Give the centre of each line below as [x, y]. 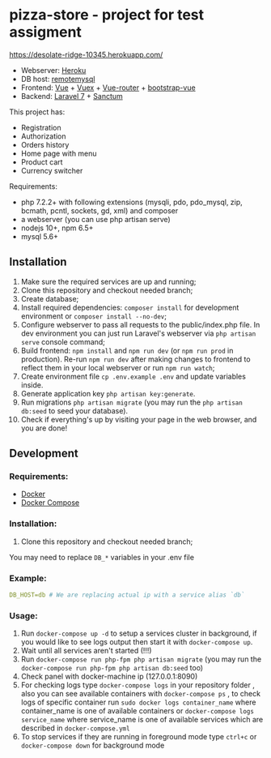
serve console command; [63, 341]
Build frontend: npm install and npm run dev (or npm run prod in [127, 350]
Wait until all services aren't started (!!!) [86, 651]
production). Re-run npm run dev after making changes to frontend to [135, 359]
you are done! [44, 428]
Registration [41, 127]
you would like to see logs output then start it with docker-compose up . [137, 642]
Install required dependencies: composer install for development [130, 307]
